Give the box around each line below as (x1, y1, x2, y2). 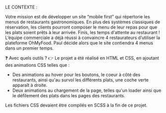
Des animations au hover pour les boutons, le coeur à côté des (12, 72, 140, 77)
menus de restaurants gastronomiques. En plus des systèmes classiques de (5, 19, 160, 25)
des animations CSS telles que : (5, 62, 70, 68)
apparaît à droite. (12, 82, 48, 88)
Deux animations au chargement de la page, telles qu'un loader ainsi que (12, 87, 162, 93)
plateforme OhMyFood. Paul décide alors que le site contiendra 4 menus (5, 40, 154, 46)
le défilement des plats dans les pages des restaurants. (12, 93, 125, 98)
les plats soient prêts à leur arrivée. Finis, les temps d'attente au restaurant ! (5, 30, 160, 35)
